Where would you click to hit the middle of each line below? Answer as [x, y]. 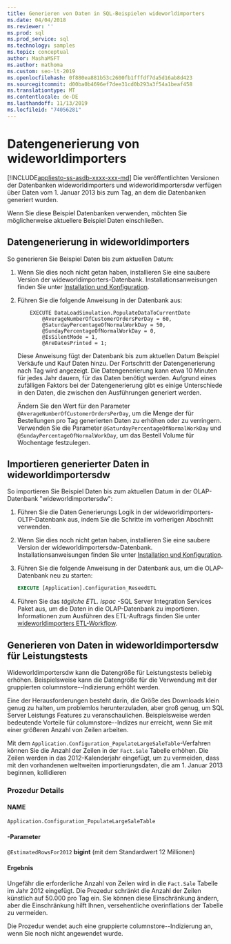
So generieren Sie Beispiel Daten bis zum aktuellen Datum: [91, 259]
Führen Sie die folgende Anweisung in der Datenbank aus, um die [110, 568]
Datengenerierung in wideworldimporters [98, 242]
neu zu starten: [71, 576]
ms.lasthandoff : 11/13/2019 [48, 104]
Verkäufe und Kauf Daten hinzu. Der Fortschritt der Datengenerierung [116, 363]
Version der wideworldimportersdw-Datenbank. [85, 548]
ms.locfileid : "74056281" [44, 110]
